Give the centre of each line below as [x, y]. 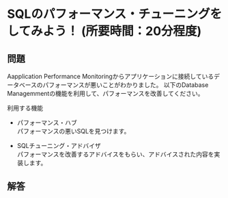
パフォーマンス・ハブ [47, 123]
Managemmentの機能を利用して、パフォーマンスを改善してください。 [105, 94]
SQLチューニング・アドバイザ [59, 146]
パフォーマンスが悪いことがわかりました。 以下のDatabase [126, 85]
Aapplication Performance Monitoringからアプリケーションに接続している [111, 76]
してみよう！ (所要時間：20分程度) [104, 31]
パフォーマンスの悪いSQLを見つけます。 [73, 131]
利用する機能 [25, 108]
